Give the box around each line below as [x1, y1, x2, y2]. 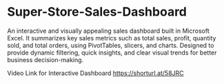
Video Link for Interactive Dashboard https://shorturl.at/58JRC [7, 69, 184, 77]
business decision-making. [7, 55, 84, 64]
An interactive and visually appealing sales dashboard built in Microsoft [7, 27, 210, 35]
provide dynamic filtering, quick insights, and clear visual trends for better [7, 48, 217, 57]
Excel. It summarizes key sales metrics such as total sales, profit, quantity [7, 33, 216, 42]
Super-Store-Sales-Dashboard [7, 4, 187, 20]
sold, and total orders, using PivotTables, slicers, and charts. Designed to [7, 41, 214, 49]
